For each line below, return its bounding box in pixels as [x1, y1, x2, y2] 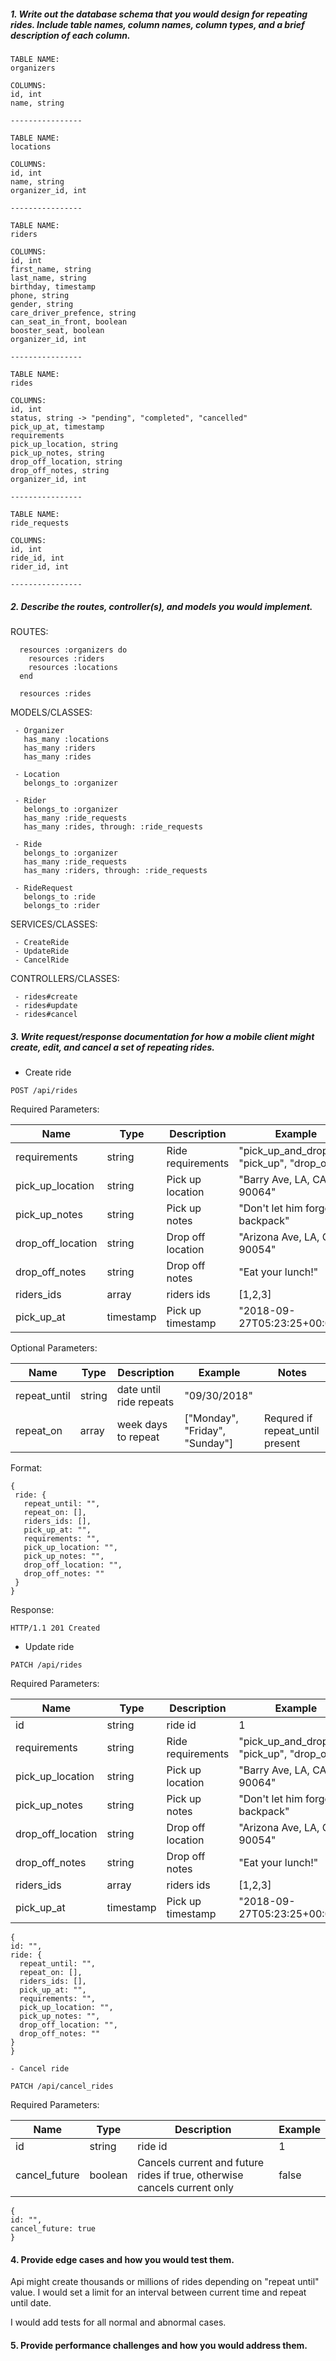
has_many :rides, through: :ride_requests [23, 821, 203, 832]
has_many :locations [23, 734, 110, 744]
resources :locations [28, 662, 118, 672]
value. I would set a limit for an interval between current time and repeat [10, 2286, 307, 2299]
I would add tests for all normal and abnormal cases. [10, 2316, 227, 2329]
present [263, 1436, 301, 1450]
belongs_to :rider [23, 900, 101, 910]
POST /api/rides [10, 1085, 78, 1095]
